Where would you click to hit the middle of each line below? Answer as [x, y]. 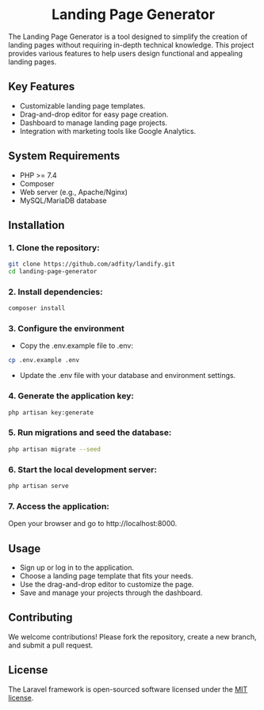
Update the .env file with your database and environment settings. [128, 376]
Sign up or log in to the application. [77, 567]
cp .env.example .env [44, 361]
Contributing [40, 618]
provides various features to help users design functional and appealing [126, 53]
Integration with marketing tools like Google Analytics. [108, 131]
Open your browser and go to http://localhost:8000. [93, 524]
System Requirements [64, 156]
